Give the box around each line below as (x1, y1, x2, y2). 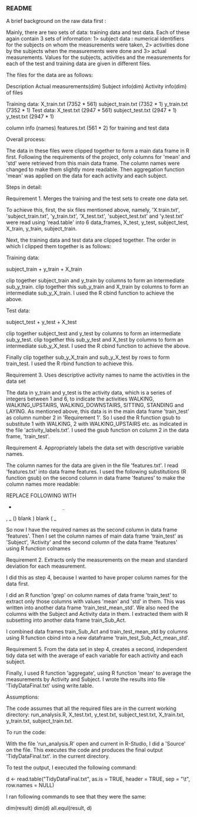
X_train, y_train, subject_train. (6, 225, 77, 232)
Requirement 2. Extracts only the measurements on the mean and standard (6, 556, 188, 563)
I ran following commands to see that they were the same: (6, 793, 147, 801)
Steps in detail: (6, 184, 42, 191)
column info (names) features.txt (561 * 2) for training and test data (6, 125, 169, 132)
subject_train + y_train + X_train (6, 266, 82, 273)
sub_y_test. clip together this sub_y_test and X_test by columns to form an (6, 336, 183, 344)
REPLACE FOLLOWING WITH (6, 492, 76, 499)
